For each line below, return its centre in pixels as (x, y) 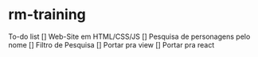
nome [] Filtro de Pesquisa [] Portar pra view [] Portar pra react (111, 44)
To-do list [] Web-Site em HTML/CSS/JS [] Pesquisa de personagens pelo (129, 36)
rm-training (47, 15)
